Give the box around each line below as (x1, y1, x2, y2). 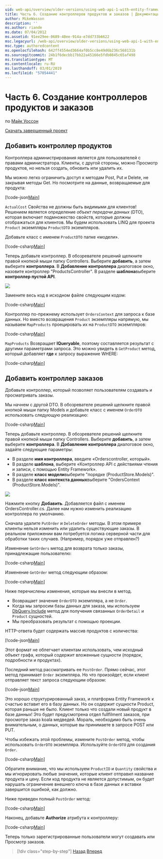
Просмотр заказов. (5, 839, 45, 845)
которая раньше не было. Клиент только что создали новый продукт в (5, 706, 152, 712)
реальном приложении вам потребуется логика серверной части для (5, 531, 150, 537)
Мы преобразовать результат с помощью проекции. (12, 619, 121, 624)
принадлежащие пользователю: (5, 551, 72, 557)
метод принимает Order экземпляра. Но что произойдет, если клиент (5, 672, 149, 678)
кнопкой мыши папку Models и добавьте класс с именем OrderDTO (5, 407, 142, 413)
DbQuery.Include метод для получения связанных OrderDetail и (12, 608, 144, 614)
